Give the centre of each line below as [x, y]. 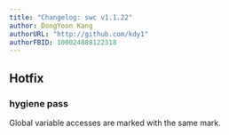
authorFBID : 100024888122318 [63, 42]
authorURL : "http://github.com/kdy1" [79, 34]
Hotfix [27, 78]
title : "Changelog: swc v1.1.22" [71, 17]
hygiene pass [39, 103]
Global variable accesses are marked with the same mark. [115, 123]
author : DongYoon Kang [51, 26]
